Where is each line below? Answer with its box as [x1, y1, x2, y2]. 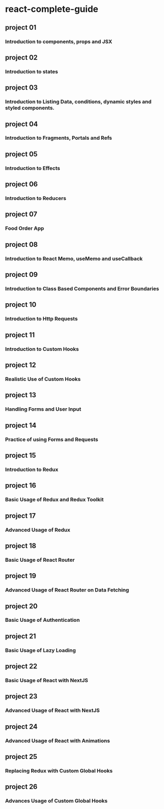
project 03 [5, 83, 38, 92]
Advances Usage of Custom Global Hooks [5, 798, 108, 805]
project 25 [5, 753, 38, 761]
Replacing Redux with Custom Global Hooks [5, 767, 113, 774]
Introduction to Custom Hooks [5, 345, 79, 352]
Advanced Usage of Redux [5, 526, 71, 533]
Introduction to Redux [5, 466, 58, 473]
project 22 [5, 662, 38, 671]
